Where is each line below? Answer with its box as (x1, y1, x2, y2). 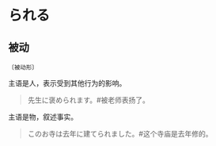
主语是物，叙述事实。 (8, 112, 78, 121)
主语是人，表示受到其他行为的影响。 (8, 79, 127, 87)
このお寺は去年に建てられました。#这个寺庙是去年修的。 (27, 129, 213, 138)
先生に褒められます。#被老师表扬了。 (27, 95, 150, 105)
